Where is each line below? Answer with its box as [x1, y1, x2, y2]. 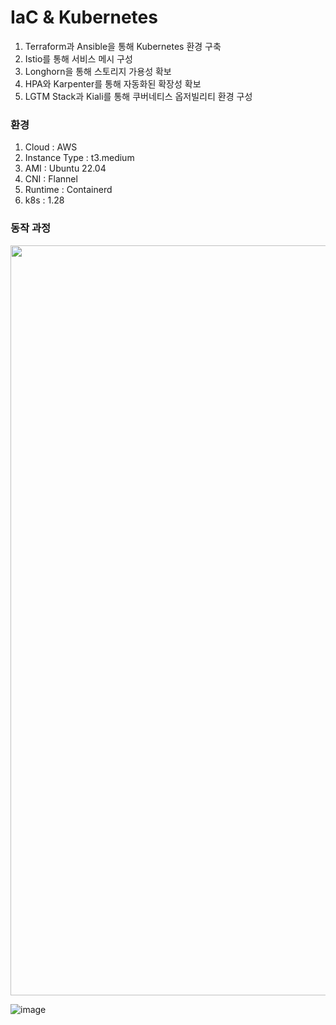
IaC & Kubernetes [10, 6, 158, 29]
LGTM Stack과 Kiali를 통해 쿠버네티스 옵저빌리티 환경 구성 [24, 90, 253, 102]
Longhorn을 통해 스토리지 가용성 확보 [24, 65, 172, 77]
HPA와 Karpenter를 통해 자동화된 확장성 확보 [24, 77, 202, 90]
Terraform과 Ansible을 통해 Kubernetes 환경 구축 [24, 40, 222, 52]
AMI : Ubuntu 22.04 [24, 162, 107, 175]
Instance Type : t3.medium [24, 152, 135, 164]
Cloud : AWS [24, 141, 78, 153]
